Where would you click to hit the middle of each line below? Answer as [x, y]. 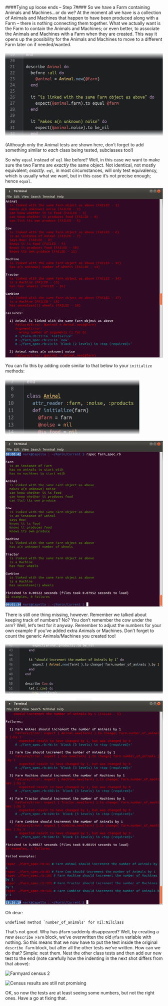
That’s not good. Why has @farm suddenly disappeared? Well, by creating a [82, 932]
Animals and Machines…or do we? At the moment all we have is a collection [83, 13]
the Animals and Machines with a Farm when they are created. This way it [81, 34]
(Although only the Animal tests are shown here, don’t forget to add [74, 145]
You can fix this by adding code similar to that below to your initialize [79, 366]
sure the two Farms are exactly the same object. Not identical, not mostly [80, 165]
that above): [17, 964]
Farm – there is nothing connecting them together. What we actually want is [83, 23]
